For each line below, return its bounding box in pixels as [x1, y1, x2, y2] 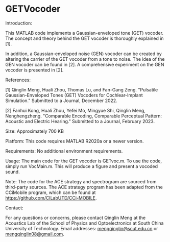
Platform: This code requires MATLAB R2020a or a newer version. [5, 138, 144, 144]
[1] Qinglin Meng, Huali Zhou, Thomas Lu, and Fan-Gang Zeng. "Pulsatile [5, 86, 158, 92]
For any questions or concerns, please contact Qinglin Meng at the [5, 214, 146, 221]
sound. [5, 168, 20, 175]
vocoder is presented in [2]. [5, 67, 64, 73]
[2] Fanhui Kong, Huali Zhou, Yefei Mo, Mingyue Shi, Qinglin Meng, [5, 107, 145, 113]
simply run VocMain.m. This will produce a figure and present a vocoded [5, 163, 158, 169]
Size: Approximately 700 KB [5, 128, 64, 134]
